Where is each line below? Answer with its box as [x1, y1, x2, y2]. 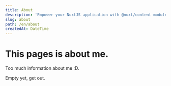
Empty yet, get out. [5, 75, 45, 81]
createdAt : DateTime [5, 26, 49, 32]
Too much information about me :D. [5, 65, 79, 71]
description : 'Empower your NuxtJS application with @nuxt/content [5, 12, 152, 17]
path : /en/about [5, 21, 40, 27]
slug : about [5, 17, 31, 22]
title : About [5, 7, 33, 13]
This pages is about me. [5, 48, 108, 60]
